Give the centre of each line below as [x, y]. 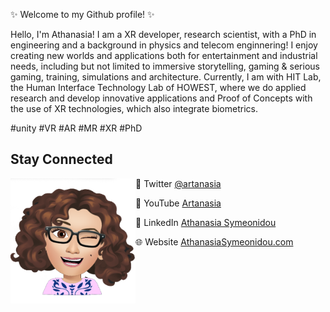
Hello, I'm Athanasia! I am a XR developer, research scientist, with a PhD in [163, 34]
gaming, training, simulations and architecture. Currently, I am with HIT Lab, [166, 77]
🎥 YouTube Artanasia [178, 203]
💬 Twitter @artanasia [178, 183]
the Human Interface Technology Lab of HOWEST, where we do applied [158, 87]
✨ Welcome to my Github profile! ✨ [82, 14]
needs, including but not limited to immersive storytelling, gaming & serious [165, 66]
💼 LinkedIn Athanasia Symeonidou [206, 222]
